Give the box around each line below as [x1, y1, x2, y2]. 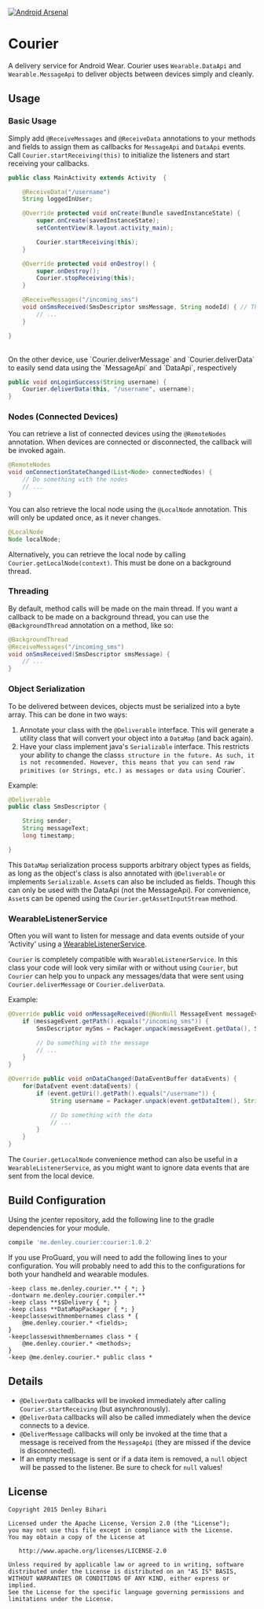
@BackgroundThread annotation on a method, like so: [8, 620, 174, 630]
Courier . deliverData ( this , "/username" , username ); [22, 385, 195, 393]
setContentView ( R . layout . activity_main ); [36, 224, 174, 232]
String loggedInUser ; [22, 195, 93, 204]
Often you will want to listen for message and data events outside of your [8, 931, 245, 941]
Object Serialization [8, 684, 86, 695]
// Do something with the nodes [22, 476, 128, 483]
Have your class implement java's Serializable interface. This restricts [19, 741, 250, 751]
